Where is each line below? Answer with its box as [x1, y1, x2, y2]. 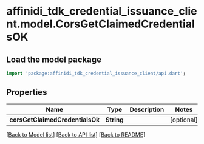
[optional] [169, 115, 199, 124]
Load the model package [6, 54, 102, 64]
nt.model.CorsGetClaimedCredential [6, 17, 195, 31]
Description [129, 105, 165, 114]
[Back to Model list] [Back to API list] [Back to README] [6, 131, 146, 138]
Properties [6, 87, 47, 98]
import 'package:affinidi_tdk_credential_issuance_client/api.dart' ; [6, 70, 186, 77]
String [105, 115, 124, 124]
